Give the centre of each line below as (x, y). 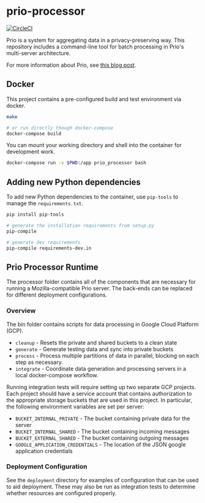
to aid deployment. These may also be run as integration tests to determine (101, 486)
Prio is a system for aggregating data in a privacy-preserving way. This (95, 40)
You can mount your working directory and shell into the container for (94, 145)
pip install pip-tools (35, 215)
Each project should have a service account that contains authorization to (99, 393)
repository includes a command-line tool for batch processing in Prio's (95, 47)
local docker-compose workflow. (57, 375)
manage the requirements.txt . (45, 203)
